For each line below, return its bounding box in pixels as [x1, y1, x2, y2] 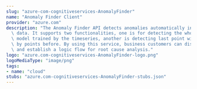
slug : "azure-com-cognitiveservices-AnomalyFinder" [6, 8, 135, 15]
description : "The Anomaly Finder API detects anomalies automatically [6, 25, 185, 31]
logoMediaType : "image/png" [6, 57, 75, 63]
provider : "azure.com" [6, 19, 62, 25]
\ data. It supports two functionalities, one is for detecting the [11, 30, 182, 36]
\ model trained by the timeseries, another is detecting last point [11, 36, 185, 42]
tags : [6, 63, 19, 69]
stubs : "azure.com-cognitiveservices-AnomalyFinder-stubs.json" [6, 74, 167, 80]
